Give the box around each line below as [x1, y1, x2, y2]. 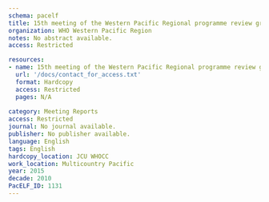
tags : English [8, 145, 56, 152]
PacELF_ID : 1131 [8, 182, 62, 190]
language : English [8, 137, 70, 145]
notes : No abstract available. [8, 34, 113, 42]
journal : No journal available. [8, 123, 116, 131]
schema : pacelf [8, 11, 59, 20]
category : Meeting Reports [8, 108, 98, 116]
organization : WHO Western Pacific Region [8, 26, 152, 34]
